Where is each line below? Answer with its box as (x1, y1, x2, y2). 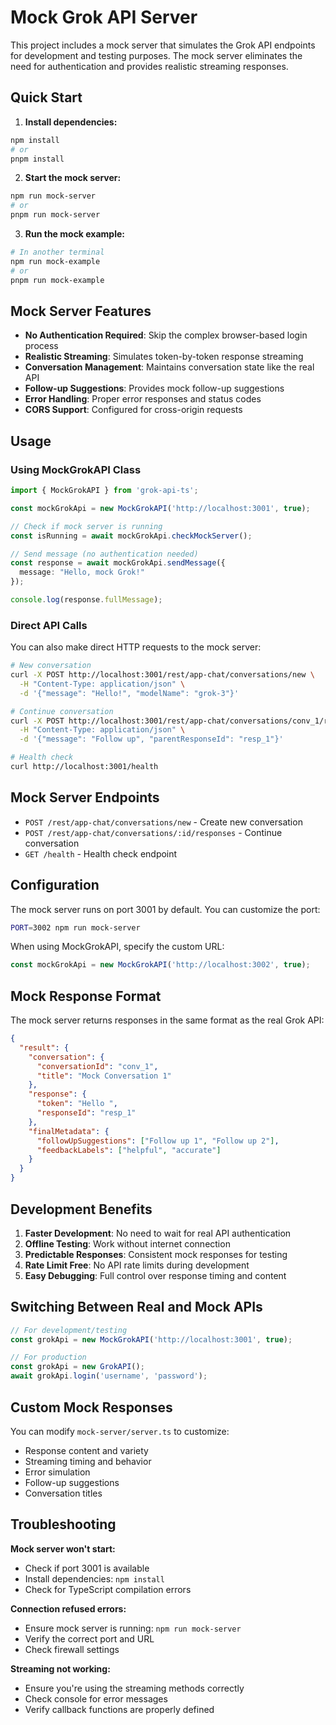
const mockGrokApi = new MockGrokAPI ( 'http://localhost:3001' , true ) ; (10, 503, 311, 513)
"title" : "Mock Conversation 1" (36, 1071, 172, 1081)
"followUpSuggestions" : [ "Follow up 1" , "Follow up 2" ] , (36, 1136, 280, 1146)
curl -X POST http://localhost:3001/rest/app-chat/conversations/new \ (10, 670, 315, 680)
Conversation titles (24, 1487, 103, 1499)
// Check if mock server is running (10, 521, 163, 531)
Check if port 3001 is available (24, 1562, 150, 1574)
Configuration (10, 877, 100, 894)
